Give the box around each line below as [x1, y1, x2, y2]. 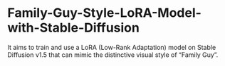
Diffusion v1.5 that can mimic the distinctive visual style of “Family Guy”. [7, 51, 219, 59]
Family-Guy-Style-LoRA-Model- [7, 5, 202, 21]
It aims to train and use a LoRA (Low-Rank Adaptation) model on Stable [7, 43, 216, 51]
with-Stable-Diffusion [7, 20, 140, 36]
